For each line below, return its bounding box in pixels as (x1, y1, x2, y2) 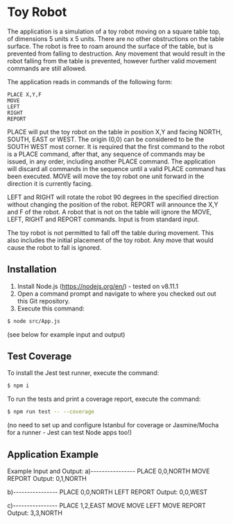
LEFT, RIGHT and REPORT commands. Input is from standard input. (7, 215, 200, 223)
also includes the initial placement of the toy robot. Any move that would (7, 236, 214, 244)
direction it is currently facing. (7, 179, 93, 188)
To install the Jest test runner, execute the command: (7, 369, 159, 377)
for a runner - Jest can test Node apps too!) (7, 429, 132, 437)
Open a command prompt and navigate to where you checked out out (17, 289, 216, 298)
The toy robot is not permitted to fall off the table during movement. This (7, 228, 214, 237)
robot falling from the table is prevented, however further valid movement (7, 56, 217, 65)
